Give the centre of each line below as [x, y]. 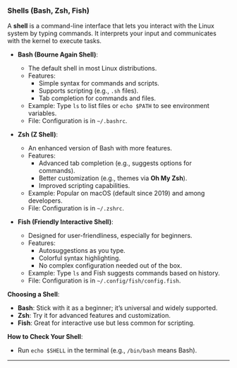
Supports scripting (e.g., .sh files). [89, 91]
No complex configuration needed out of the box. [110, 266]
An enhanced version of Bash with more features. [100, 148]
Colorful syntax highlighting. [80, 258]
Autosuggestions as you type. [82, 251]
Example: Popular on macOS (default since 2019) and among [116, 194]
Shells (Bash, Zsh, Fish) [48, 11]
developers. [45, 201]
